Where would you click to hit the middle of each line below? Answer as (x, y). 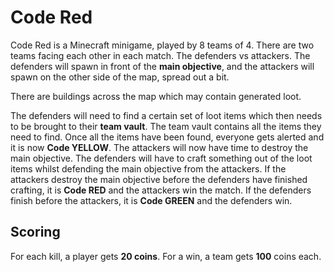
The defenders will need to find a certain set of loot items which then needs (166, 115)
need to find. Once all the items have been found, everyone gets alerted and (167, 137)
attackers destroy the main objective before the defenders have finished (159, 179)
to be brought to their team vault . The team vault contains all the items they (166, 126)
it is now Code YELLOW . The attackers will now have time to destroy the (159, 147)
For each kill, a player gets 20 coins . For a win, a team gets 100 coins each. (166, 256)
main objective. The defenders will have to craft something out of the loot (161, 158)
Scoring (35, 232)
